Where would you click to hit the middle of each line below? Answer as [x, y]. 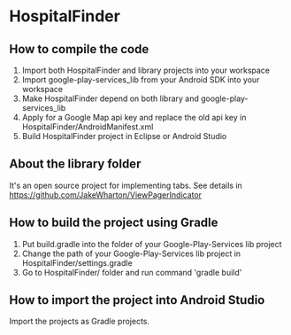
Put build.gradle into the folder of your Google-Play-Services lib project [152, 244]
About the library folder [75, 164]
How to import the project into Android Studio [137, 300]
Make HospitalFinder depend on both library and [110, 98]
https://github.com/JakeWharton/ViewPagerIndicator [105, 195]
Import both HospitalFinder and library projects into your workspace [146, 70]
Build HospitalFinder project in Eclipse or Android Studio [124, 136]
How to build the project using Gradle [114, 223]
